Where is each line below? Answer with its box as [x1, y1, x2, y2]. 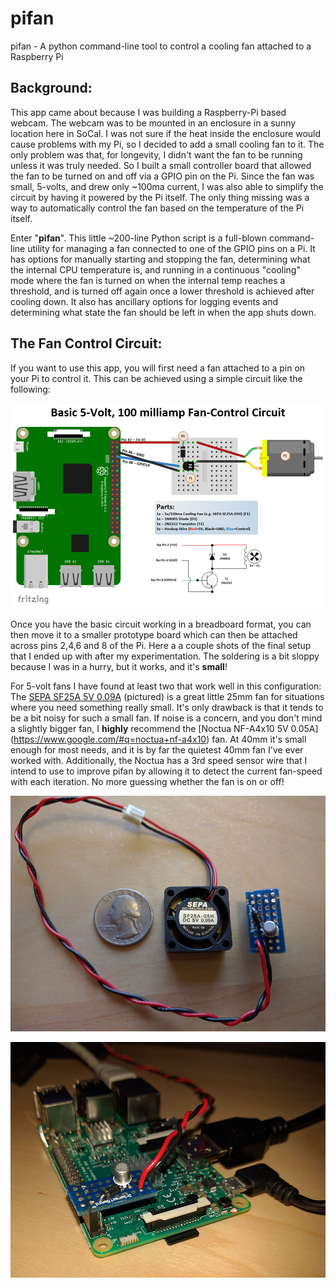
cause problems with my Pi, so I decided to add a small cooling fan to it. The [10, 138, 325, 150]
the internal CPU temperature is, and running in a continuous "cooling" [10, 263, 301, 276]
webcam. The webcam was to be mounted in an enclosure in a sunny [10, 117, 297, 129]
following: [10, 383, 51, 395]
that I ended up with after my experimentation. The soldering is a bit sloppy [10, 650, 320, 662]
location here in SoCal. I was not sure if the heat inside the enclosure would [10, 127, 322, 139]
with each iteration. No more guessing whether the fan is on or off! [10, 775, 285, 787]
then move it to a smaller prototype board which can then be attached [10, 628, 298, 641]
